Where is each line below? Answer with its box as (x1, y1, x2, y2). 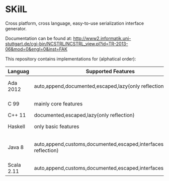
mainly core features (34, 100, 83, 107)
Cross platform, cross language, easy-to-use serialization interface (5, 20, 144, 26)
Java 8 (8, 144, 24, 151)
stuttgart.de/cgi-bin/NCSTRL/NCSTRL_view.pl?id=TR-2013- (5, 40, 128, 46)
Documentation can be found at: (5, 35, 72, 41)
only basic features (34, 123, 79, 130)
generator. (5, 25, 27, 31)
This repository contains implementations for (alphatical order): (5, 55, 136, 62)
